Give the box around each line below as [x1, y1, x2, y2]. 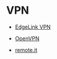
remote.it [14, 46, 38, 54]
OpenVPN [14, 35, 40, 42]
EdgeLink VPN [14, 23, 51, 30]
